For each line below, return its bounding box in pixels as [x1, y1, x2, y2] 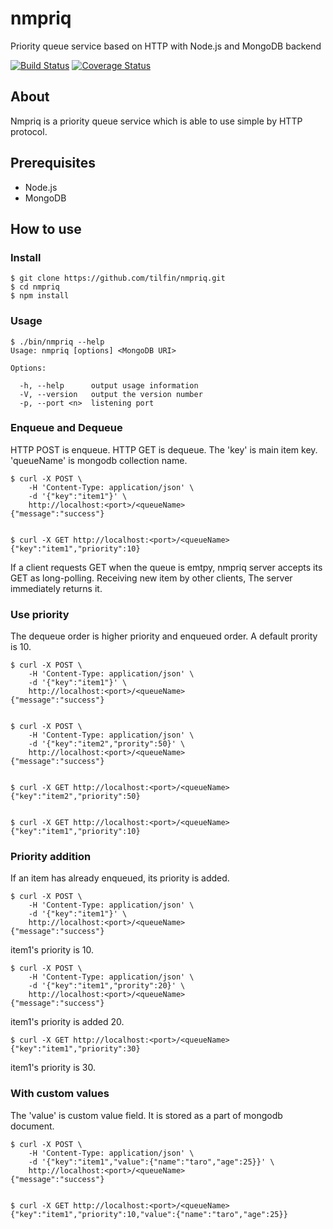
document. [10, 1120, 55, 1132]
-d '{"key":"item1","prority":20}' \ [28, 981, 186, 991]
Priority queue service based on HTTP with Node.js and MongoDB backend [10, 40, 322, 52]
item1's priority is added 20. [10, 1016, 125, 1028]
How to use [10, 220, 82, 237]
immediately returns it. [10, 582, 103, 594]
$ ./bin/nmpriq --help [10, 337, 105, 347]
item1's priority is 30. [10, 1062, 97, 1074]
